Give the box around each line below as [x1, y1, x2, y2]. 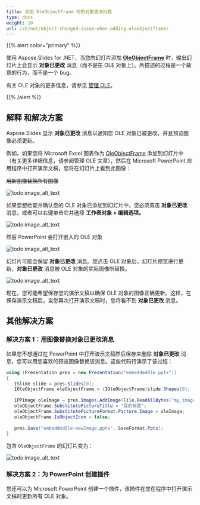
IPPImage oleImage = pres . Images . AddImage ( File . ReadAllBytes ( [14, 397, 171, 403]
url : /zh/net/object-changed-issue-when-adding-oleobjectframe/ [6, 25, 169, 32]
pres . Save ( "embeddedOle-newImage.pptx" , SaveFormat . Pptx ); [14, 425, 164, 431]
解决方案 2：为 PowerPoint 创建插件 [6, 470, 110, 479]
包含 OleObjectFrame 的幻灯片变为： [6, 442, 94, 449]
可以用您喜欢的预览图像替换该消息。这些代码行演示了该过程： [21, 357, 173, 365]
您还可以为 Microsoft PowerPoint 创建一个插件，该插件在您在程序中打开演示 [6, 485, 192, 492]
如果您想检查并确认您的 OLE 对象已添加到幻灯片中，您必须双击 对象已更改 [6, 201, 187, 209]
